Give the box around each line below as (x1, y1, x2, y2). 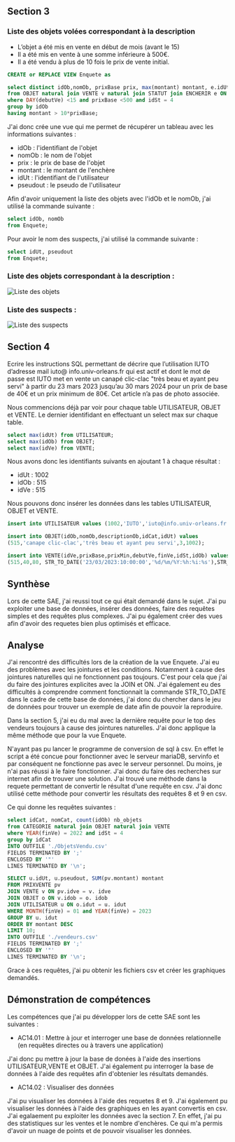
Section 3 (7, 6, 50, 18)
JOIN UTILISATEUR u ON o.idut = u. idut (7, 901, 127, 908)
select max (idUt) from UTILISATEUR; (7, 431, 114, 438)
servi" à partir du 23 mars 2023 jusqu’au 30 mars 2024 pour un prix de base (7, 382, 228, 390)
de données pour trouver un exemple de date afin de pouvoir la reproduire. (7, 703, 223, 711)
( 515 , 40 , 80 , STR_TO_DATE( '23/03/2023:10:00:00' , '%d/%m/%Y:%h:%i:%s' (7, 558, 211, 565)
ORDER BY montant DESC (7, 920, 73, 928)
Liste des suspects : (7, 304, 77, 314)
